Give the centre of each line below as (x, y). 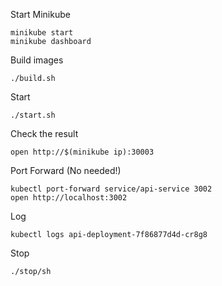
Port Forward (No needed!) (66, 170)
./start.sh (33, 115)
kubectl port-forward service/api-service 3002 (111, 189)
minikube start (42, 33)
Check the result (44, 133)
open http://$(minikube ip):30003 (82, 152)
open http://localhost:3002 (69, 198)
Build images (37, 60)
